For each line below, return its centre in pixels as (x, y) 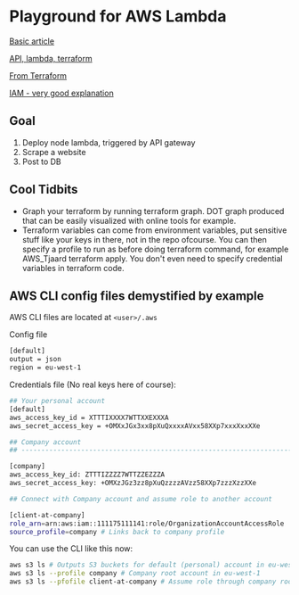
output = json (36, 359)
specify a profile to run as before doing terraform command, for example (155, 249)
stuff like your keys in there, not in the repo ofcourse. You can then (144, 239)
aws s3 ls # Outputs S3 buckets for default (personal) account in (137, 565)
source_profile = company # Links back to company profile (117, 532)
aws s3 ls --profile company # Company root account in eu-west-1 (135, 574)
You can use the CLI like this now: (71, 549)
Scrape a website (54, 152)
